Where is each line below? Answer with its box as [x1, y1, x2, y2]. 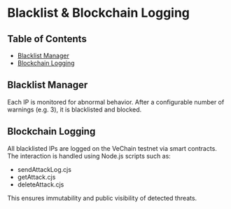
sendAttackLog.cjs [17, 165, 72, 173]
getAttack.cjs [17, 173, 56, 181]
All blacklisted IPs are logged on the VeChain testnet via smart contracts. [7, 144, 217, 152]
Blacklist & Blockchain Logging [7, 5, 190, 21]
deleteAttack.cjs [17, 180, 64, 189]
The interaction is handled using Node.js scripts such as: [7, 151, 171, 160]
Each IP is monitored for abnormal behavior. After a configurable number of [7, 97, 225, 106]
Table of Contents [7, 33, 87, 45]
